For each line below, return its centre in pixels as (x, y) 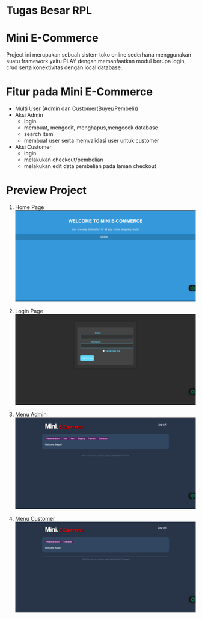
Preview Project (47, 191)
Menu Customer (35, 519)
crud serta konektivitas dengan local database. (64, 67)
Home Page (29, 207)
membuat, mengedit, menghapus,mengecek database (91, 128)
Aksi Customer (33, 147)
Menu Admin (31, 415)
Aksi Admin (29, 115)
